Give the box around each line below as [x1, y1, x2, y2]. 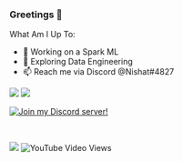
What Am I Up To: [9, 29, 76, 40]
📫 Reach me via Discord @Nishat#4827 [22, 66, 175, 77]
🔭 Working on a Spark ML [22, 46, 119, 57]
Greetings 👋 [9, 8, 63, 21]
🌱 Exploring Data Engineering [22, 56, 134, 67]
